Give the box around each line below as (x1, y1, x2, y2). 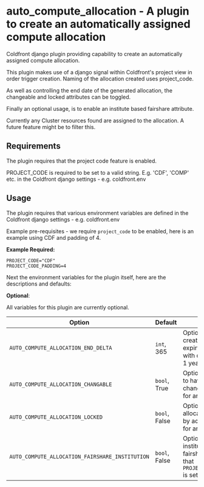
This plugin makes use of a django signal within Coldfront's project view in (6, 68, 192, 75)
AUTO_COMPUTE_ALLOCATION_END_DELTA (9, 344, 112, 351)
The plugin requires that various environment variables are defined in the (6, 209, 189, 217)
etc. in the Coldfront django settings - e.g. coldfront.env (6, 175, 146, 183)
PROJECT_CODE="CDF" (6, 258, 56, 264)
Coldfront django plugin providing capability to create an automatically (6, 50, 183, 57)
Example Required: (6, 245, 55, 253)
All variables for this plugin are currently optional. (6, 303, 129, 311)
